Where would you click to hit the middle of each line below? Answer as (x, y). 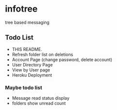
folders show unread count (39, 103)
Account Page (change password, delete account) (62, 60)
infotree (21, 9)
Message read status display (41, 98)
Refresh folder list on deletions (43, 54)
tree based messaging (27, 22)
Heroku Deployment (32, 75)
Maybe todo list (24, 87)
